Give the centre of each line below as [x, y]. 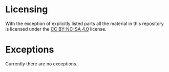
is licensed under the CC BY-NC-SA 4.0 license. [56, 29]
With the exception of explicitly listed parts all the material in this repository [84, 23]
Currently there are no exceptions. [41, 64]
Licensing [27, 9]
